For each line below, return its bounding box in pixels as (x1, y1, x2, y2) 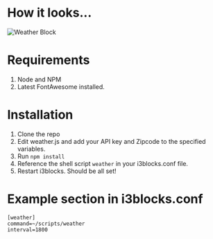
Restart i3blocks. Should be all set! (17, 167, 117, 175)
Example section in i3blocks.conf (7, 191, 203, 206)
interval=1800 (7, 226, 49, 233)
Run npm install (17, 151, 65, 160)
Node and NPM (17, 75, 62, 83)
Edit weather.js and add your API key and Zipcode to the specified (17, 137, 206, 145)
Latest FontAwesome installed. (17, 82, 105, 91)
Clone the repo (17, 130, 60, 138)
